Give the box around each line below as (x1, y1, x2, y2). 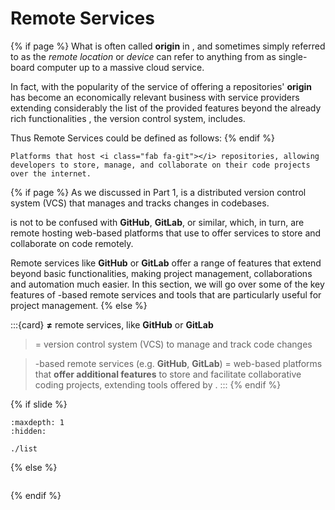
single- (278, 50, 308, 62)
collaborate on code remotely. (10, 237, 134, 249)
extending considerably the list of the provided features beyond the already (10, 102, 322, 114)
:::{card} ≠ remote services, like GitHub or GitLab (10, 318, 214, 331)
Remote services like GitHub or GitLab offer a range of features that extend (10, 257, 322, 269)
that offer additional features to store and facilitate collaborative (34, 368, 302, 380)
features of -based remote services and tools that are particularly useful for (10, 288, 322, 301)
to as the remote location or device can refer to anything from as (10, 50, 277, 62)
